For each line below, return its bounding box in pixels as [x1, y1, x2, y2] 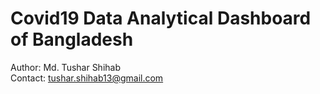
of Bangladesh [10, 28, 134, 51]
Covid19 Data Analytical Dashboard [10, 7, 312, 30]
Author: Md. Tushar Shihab [10, 61, 122, 73]
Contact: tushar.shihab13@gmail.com [10, 72, 164, 84]
